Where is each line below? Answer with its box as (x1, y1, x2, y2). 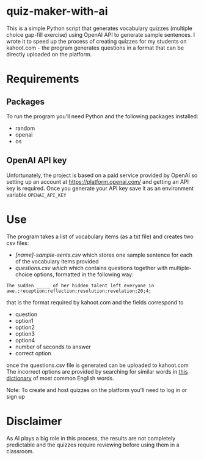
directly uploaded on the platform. (6, 50, 92, 58)
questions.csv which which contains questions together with (15, 264, 168, 271)
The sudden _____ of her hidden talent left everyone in (6, 282, 155, 288)
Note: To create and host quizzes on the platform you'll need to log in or (6, 386, 188, 393)
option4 (15, 336, 35, 344)
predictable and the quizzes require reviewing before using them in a (6, 441, 180, 448)
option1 (15, 317, 34, 324)
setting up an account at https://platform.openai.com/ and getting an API (6, 178, 189, 185)
